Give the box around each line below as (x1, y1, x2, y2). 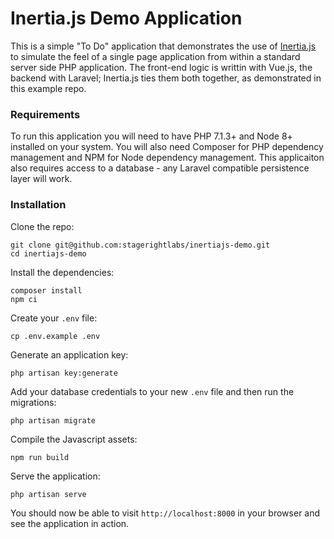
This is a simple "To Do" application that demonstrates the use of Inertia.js (10, 40, 317, 52)
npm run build (10, 452, 70, 462)
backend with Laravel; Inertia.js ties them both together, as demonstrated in (10, 72, 322, 84)
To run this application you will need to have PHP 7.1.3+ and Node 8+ (10, 130, 293, 142)
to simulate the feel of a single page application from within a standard (10, 50, 301, 62)
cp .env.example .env (10, 331, 101, 341)
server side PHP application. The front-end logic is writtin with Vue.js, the (10, 61, 313, 73)
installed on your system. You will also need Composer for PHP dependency (10, 141, 324, 153)
